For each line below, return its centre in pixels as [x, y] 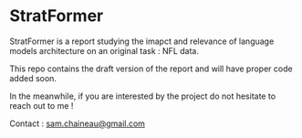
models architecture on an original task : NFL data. [104, 50]
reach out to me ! [42, 105]
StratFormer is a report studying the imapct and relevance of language [142, 41]
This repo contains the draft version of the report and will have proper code [151, 69]
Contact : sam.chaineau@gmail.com [78, 123]
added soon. [33, 78]
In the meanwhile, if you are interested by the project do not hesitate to [143, 96]
